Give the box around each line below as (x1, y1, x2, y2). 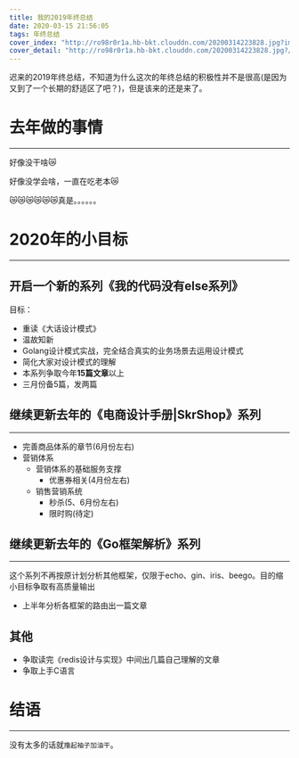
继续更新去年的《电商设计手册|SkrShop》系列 (9, 408, 262, 423)
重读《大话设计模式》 (21, 323, 101, 334)
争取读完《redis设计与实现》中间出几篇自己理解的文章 (21, 655, 221, 665)
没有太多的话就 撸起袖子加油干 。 (9, 739, 118, 750)
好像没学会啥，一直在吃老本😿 (9, 176, 119, 187)
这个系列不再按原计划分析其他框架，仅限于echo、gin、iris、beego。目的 (9, 570, 276, 581)
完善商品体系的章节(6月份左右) (21, 441, 135, 451)
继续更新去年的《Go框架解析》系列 (9, 537, 201, 552)
